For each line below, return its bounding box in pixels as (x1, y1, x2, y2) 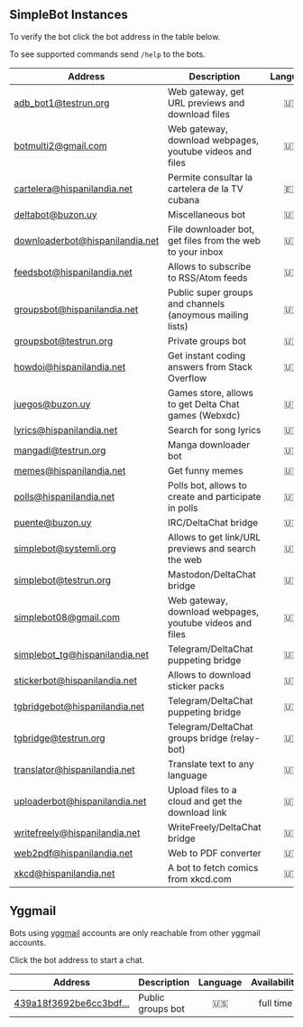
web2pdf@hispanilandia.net (14, 847, 133, 859)
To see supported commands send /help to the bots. (9, 49, 206, 60)
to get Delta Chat (168, 397, 240, 410)
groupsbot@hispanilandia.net (14, 302, 139, 315)
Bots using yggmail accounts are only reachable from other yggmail (9, 927, 261, 938)
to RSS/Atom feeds (168, 271, 248, 283)
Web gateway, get (168, 85, 245, 97)
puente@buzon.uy (14, 516, 92, 529)
